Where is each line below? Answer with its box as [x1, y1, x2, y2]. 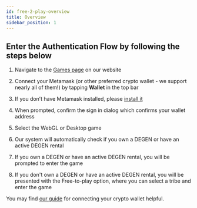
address [14, 113, 35, 120]
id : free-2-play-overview [6, 8, 69, 15]
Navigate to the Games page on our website [14, 66, 122, 74]
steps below [6, 51, 52, 61]
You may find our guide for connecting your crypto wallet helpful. [6, 195, 165, 202]
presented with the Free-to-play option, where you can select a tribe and [14, 177, 191, 184]
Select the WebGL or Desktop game [14, 124, 102, 131]
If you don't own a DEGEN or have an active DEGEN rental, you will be [14, 171, 184, 179]
